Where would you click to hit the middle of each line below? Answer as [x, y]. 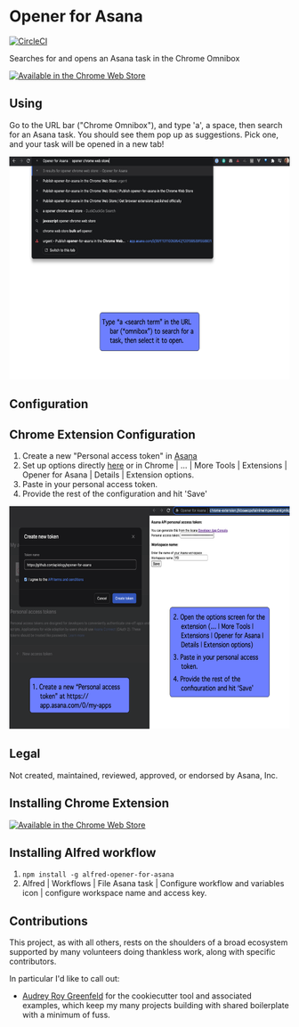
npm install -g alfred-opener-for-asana [98, 875]
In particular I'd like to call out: [65, 979]
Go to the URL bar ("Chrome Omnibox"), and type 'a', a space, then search [146, 125]
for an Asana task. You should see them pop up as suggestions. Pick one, [144, 134]
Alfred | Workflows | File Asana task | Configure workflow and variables [153, 884]
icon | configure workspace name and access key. [114, 893]
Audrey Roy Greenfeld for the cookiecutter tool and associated [137, 996]
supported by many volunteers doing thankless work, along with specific [142, 952]
